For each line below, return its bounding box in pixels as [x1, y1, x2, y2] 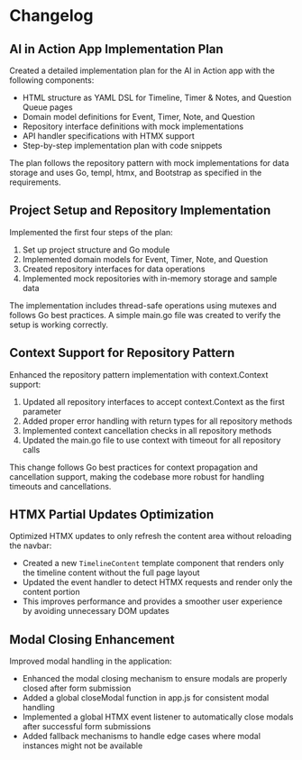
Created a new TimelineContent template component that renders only [22, 558, 285, 569]
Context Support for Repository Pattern [9, 345, 235, 361]
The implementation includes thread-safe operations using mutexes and [9, 299, 277, 311]
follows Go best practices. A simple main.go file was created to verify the [9, 309, 281, 320]
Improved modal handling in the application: [9, 655, 173, 667]
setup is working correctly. [9, 319, 108, 330]
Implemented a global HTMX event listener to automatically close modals [22, 711, 294, 722]
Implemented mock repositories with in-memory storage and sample [22, 272, 278, 284]
